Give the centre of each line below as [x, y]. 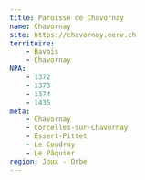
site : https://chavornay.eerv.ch [73, 35]
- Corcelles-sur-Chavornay [77, 128]
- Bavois [42, 52]
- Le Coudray [51, 145]
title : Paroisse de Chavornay [67, 18]
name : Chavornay [40, 26]
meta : [20, 111]
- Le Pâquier [51, 153]
